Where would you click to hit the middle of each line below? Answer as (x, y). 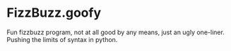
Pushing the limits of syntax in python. (62, 39)
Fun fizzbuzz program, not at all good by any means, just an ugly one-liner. (116, 32)
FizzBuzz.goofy (54, 13)
